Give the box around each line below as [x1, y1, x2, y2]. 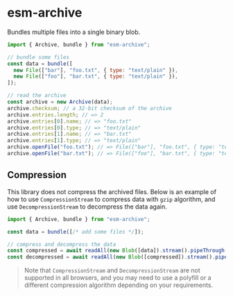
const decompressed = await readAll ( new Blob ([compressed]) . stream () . [7, 254, 216, 261]
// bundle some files [7, 53, 70, 60]
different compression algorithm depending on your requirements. [24, 281, 214, 289]
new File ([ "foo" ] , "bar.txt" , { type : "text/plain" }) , [13, 73, 178, 80]
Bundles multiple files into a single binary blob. [7, 28, 141, 36]
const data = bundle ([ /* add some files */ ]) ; [7, 228, 144, 235]
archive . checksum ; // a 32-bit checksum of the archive [7, 105, 172, 112]
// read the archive [7, 92, 67, 99]
